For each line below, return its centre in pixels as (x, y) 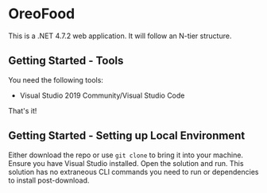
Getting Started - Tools (66, 61)
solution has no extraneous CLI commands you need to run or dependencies (133, 172)
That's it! (23, 110)
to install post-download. (49, 180)
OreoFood (42, 14)
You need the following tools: (56, 79)
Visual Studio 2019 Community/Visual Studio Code (102, 95)
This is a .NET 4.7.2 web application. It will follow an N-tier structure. (120, 36)
